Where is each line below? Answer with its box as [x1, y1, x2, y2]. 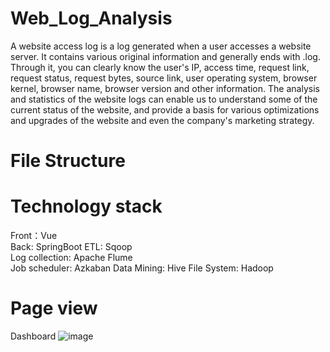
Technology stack [10, 195, 163, 218]
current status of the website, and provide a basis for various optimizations [10, 103, 320, 116]
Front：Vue [10, 230, 58, 242]
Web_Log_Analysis [10, 7, 173, 30]
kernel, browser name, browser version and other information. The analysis [10, 82, 320, 94]
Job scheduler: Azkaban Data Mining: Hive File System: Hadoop [10, 262, 274, 274]
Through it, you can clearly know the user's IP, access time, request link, [10, 61, 310, 73]
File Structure [10, 150, 126, 172]
